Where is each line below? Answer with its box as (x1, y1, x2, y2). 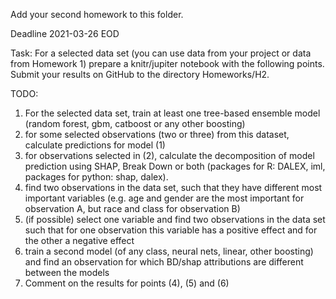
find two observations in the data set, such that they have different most (24, 182, 323, 193)
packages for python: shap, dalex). (24, 171, 169, 183)
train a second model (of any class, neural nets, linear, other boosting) (24, 245, 314, 257)
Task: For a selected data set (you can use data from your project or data (10, 47, 312, 59)
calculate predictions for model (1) (24, 139, 166, 151)
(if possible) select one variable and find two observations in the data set (24, 214, 326, 225)
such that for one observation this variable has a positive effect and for (24, 224, 318, 236)
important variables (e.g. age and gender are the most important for (24, 192, 305, 204)
